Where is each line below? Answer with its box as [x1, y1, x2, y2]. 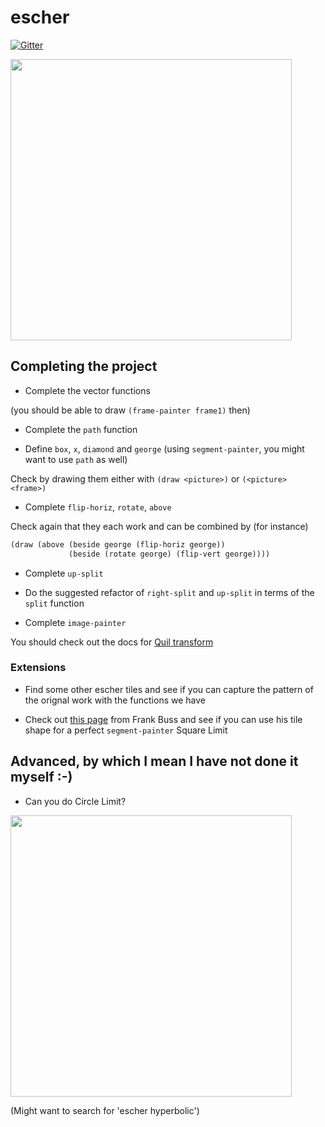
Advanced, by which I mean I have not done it [10, 753, 299, 770]
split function [24, 597, 85, 609]
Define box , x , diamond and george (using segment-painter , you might [24, 442, 305, 455]
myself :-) [10, 769, 73, 786]
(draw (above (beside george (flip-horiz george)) [10, 539, 226, 550]
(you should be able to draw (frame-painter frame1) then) [10, 404, 251, 416]
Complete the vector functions [24, 384, 151, 396]
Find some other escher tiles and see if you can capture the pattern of [24, 683, 314, 695]
